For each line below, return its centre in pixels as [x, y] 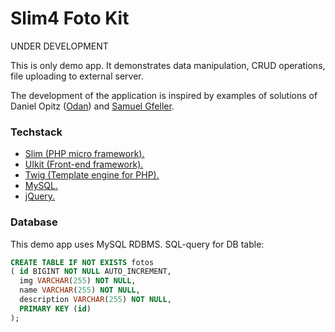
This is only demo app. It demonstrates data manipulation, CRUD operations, [168, 65]
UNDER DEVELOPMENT [59, 46]
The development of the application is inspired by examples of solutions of [164, 95]
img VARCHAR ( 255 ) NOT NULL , [78, 281]
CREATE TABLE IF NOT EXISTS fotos [82, 262]
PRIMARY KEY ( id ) [55, 308]
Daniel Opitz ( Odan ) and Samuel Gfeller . [92, 106]
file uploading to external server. [77, 76]
